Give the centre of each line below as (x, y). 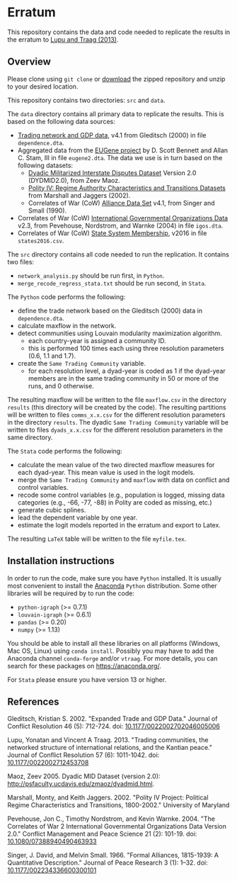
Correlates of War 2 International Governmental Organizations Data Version (117, 826)
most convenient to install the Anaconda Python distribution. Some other (112, 585)
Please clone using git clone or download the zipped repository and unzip (116, 79)
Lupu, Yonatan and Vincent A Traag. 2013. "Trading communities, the (108, 740)
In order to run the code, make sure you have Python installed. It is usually (114, 578)
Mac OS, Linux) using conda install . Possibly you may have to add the (111, 651)
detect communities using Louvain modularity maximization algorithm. (120, 333)
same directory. (30, 437)
